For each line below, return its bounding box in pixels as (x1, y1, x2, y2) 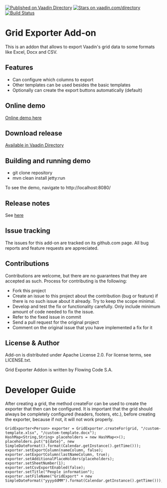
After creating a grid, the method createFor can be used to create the (5, 401, 147, 407)
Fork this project (12, 287, 46, 293)
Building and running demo (5, 156, 91, 165)
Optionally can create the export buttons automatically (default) (12, 87, 143, 93)
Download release (5, 129, 63, 138)
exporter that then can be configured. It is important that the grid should (5, 406, 153, 412)
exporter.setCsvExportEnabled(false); (5, 465, 85, 470)
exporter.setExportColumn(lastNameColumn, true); (5, 452, 110, 457)
